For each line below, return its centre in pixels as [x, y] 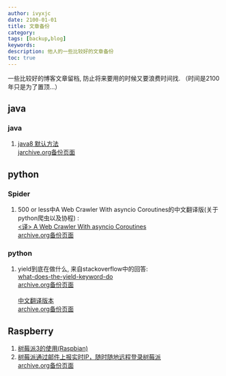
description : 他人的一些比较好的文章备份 [61, 52]
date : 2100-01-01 [32, 20]
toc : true [22, 58]
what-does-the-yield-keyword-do [65, 277]
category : [22, 32]
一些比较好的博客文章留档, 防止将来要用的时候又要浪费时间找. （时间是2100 [114, 78]
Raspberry [31, 331]
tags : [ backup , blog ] [37, 39]
